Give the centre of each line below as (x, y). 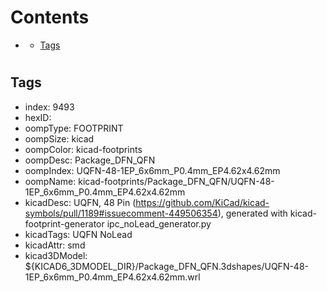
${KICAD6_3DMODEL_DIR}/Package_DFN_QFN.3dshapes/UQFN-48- (167, 266)
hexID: (38, 117)
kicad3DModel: (56, 255)
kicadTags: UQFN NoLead (78, 234)
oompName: (50, 181)
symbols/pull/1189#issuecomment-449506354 (121, 213)
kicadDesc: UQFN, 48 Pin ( (80, 202)
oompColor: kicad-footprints (83, 149)
